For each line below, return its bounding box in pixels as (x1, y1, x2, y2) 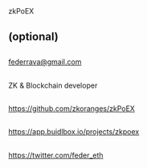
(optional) (8, 30, 59, 43)
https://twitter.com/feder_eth (8, 150, 104, 160)
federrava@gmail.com (8, 57, 82, 67)
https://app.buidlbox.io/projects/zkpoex (8, 127, 140, 137)
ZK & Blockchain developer (8, 80, 98, 90)
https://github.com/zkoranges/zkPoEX (8, 104, 135, 113)
